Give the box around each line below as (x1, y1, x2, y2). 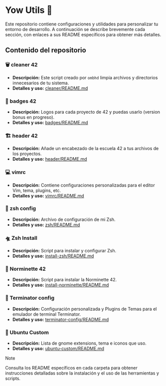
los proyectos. (12, 151, 42, 157)
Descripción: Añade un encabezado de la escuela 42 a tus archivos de (12, 146, 159, 152)
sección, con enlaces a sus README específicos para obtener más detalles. (5, 31, 162, 37)
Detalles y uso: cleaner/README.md (12, 85, 88, 91)
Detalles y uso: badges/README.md (12, 119, 88, 125)
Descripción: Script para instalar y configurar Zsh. (12, 248, 116, 254)
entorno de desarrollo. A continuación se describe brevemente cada (5, 26, 146, 32)
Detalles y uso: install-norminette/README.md (12, 282, 109, 288)
